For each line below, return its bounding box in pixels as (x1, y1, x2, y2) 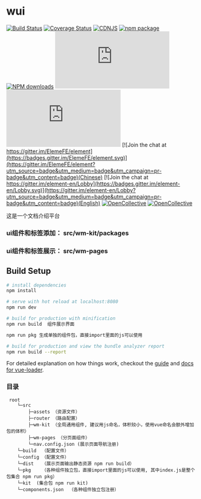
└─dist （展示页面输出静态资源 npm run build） (17, 461, 135, 467)
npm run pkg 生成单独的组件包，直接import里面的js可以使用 (6, 332, 143, 338)
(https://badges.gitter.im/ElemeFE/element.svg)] (6, 154, 128, 161)
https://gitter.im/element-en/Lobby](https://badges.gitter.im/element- (6, 180, 180, 187)
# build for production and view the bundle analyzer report (6, 343, 165, 349)
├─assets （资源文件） (28, 409, 80, 415)
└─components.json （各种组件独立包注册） (17, 486, 119, 492)
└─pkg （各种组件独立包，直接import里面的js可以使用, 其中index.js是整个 (17, 467, 196, 473)
